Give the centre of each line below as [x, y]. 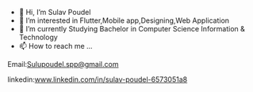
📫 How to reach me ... [56, 46]
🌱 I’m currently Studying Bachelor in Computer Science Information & [132, 29]
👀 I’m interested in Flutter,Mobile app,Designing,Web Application [124, 20]
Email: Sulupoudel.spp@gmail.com [63, 64]
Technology [38, 37]
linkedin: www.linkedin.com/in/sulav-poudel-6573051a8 [98, 79]
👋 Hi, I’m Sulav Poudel [55, 12]
